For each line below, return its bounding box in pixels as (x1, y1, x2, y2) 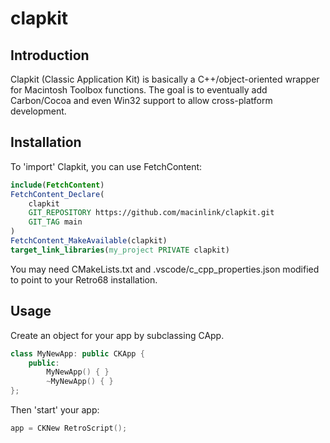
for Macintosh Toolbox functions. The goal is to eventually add (10, 84, 268, 96)
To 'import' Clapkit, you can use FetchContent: (10, 160, 203, 172)
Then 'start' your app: (10, 404, 100, 416)
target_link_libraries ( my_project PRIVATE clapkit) (10, 245, 230, 255)
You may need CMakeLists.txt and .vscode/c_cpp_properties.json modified (10, 263, 320, 275)
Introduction (10, 47, 90, 64)
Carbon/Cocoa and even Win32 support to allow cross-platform (10, 95, 273, 106)
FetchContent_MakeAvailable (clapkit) (10, 236, 168, 246)
